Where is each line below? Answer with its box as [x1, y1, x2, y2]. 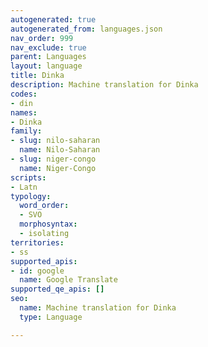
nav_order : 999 [10, 33, 74, 43]
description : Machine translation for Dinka [10, 80, 199, 90]
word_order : [19, 201, 70, 211]
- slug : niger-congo [10, 154, 97, 164]
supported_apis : [10, 256, 78, 266]
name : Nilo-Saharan [19, 145, 101, 155]
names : [10, 107, 38, 118]
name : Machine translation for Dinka [19, 303, 177, 313]
